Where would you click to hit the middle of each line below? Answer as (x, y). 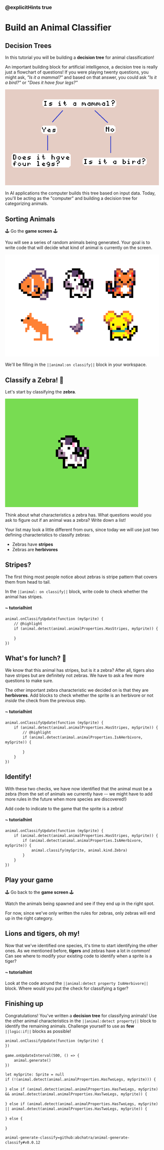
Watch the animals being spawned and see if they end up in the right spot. (80, 904)
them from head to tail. (28, 582)
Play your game (29, 880)
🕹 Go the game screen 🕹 (31, 231)
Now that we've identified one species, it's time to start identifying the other (81, 945)
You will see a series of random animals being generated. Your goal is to (78, 242)
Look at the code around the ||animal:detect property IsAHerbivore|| (77, 983)
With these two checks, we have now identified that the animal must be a (79, 788)
